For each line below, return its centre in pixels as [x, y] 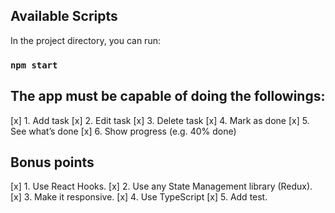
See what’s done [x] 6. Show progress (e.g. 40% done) [123, 131]
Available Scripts [64, 16]
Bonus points [52, 162]
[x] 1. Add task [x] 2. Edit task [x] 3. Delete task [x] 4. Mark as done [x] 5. [160, 120]
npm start [34, 65]
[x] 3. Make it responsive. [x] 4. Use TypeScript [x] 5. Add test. [139, 197]
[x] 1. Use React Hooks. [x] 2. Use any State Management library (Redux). [161, 186]
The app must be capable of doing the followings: [168, 96]
